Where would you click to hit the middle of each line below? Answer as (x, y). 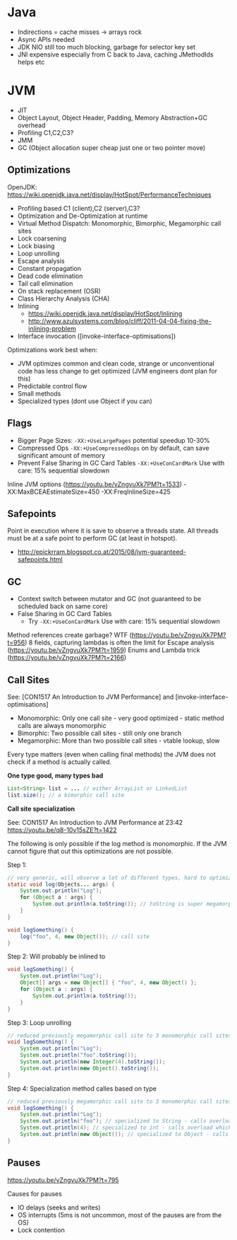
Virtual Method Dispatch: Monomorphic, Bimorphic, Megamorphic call (119, 223)
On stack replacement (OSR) (59, 291)
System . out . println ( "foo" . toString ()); (79, 1055)
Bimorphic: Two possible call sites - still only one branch (99, 733)
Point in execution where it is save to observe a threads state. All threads (113, 531)
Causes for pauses (35, 1193)
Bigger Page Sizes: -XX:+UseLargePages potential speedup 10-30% (114, 440)
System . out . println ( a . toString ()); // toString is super (118, 904)
